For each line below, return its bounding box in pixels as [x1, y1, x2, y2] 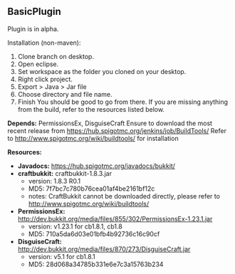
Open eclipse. [17, 60, 59, 68]
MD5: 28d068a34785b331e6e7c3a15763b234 [28, 260, 164, 268]
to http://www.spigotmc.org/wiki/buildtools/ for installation [7, 134, 179, 142]
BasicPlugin [7, 6, 62, 18]
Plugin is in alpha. [7, 24, 59, 33]
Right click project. [17, 75, 73, 83]
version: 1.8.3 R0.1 [28, 176, 81, 185]
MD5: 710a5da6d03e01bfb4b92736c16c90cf [28, 229, 160, 238]
